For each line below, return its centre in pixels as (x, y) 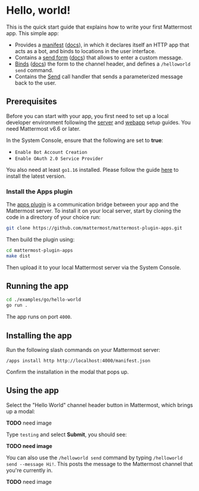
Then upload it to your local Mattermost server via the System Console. (94, 267)
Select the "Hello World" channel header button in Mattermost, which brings (100, 405)
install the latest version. (36, 176)
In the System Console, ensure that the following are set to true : (85, 140)
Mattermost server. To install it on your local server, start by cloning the (94, 211)
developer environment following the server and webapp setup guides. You (99, 122)
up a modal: (21, 411)
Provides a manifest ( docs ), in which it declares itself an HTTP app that (102, 45)
